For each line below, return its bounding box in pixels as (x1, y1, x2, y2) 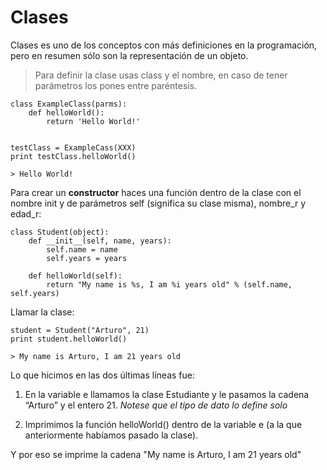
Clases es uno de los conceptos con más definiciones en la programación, (10, 39, 318, 51)
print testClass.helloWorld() (10, 151, 137, 161)
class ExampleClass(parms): (10, 99, 128, 109)
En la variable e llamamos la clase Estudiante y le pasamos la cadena (24, 388, 310, 400)
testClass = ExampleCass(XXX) (10, 142, 137, 153)
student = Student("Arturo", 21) (10, 325, 150, 335)
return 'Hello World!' (46, 116, 141, 126)
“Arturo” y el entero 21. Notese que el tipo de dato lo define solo (24, 399, 288, 411)
